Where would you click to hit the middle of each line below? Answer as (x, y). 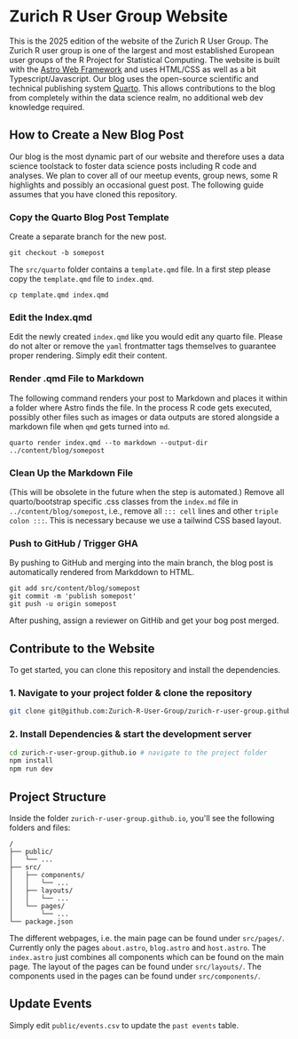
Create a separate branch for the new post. (88, 236)
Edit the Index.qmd (51, 317)
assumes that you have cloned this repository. (93, 194)
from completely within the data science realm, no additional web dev (136, 97)
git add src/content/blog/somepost (75, 588)
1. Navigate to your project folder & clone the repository (131, 692)
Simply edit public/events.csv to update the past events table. (124, 1025)
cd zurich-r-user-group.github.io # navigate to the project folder (138, 753)
